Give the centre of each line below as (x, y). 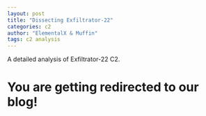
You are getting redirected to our (103, 87)
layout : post (26, 14)
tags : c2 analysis (34, 40)
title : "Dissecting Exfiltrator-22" (60, 20)
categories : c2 (29, 26)
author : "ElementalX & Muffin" (53, 33)
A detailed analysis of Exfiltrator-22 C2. (64, 59)
